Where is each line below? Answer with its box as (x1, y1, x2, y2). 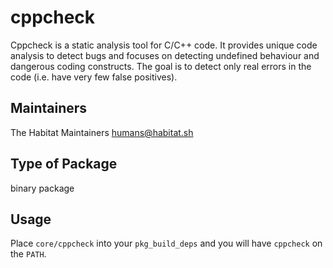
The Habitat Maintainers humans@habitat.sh (10, 126, 194, 138)
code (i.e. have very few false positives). (10, 71, 178, 83)
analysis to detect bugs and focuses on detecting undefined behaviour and (10, 49, 320, 61)
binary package (10, 182, 75, 194)
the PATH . (10, 248, 47, 260)
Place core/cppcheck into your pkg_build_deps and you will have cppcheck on (10, 237, 323, 250)
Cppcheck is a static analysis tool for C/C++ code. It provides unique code (10, 39, 318, 51)
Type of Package (10, 156, 118, 173)
